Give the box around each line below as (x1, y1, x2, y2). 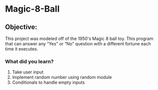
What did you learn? (5, 58, 54, 65)
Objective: (5, 23, 38, 31)
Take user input (12, 69, 44, 75)
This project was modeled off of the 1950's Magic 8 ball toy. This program (5, 36, 154, 41)
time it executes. (5, 46, 38, 52)
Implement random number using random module (12, 74, 112, 80)
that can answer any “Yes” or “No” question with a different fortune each (5, 41, 151, 47)
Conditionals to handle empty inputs (12, 79, 85, 86)
